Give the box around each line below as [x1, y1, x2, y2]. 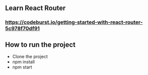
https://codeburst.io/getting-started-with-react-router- [5, 19, 143, 26]
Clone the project [12, 54, 48, 60]
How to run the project [5, 40, 76, 49]
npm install [12, 59, 35, 65]
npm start [12, 64, 32, 70]
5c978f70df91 [5, 25, 40, 32]
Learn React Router [5, 4, 66, 12]
